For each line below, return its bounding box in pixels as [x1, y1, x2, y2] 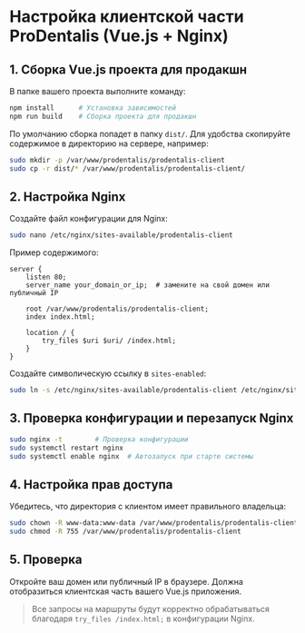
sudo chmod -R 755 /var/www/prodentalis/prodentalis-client [9, 527, 242, 537]
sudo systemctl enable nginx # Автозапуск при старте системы [9, 451, 254, 460]
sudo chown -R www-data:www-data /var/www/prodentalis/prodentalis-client [9, 519, 299, 528]
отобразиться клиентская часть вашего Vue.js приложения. [9, 586, 242, 597]
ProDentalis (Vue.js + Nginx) [9, 25, 229, 46]
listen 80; [25, 272, 67, 282]
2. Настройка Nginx [9, 189, 126, 204]
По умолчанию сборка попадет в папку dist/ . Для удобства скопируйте [9, 128, 290, 139]
